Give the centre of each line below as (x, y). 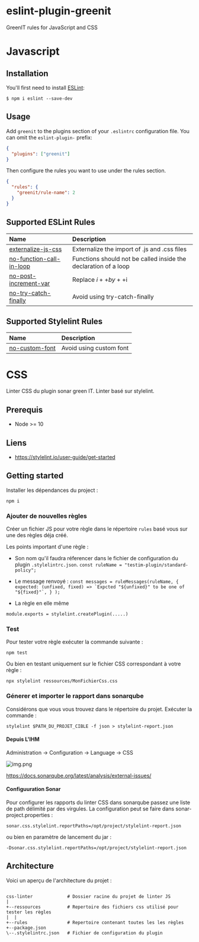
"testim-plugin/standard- (156, 565)
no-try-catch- (30, 293)
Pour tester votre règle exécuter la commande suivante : (75, 642)
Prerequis (25, 409)
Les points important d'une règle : (47, 547)
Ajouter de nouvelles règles (46, 516)
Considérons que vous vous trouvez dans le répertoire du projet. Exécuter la (99, 709)
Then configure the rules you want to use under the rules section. (86, 171)
